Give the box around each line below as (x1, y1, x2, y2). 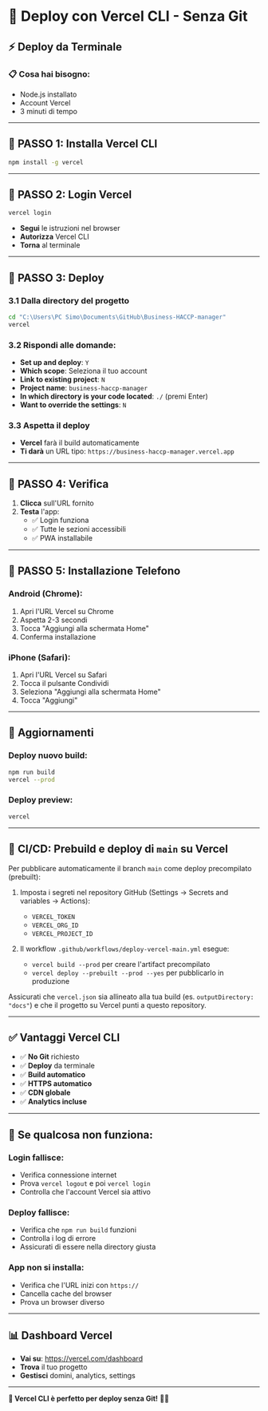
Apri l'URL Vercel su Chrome (19, 606, 114, 616)
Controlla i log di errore (19, 1234, 97, 1243)
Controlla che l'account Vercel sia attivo (19, 1187, 152, 1196)
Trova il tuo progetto (19, 1362, 88, 1372)
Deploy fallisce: (8, 1207, 70, 1218)
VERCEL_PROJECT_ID (31, 929, 93, 937)
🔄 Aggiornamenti (8, 726, 94, 739)
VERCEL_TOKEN (31, 913, 76, 921)
